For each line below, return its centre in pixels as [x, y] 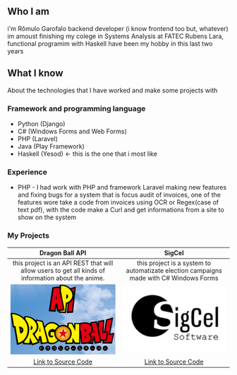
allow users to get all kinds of [63, 271]
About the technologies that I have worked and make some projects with [113, 90]
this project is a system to [174, 263]
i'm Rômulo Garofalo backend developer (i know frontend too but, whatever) [118, 28]
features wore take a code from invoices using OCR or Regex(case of [118, 202]
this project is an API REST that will [63, 263]
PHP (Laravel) [38, 139]
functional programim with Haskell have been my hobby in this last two [110, 43]
